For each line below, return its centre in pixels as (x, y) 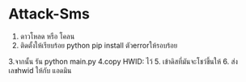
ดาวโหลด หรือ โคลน (47, 36)
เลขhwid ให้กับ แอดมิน (40, 70)
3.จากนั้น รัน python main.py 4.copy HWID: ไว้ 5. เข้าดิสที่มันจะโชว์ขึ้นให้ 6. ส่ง (123, 61)
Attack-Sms (49, 14)
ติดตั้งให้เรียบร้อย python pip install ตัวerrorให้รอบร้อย (99, 45)
